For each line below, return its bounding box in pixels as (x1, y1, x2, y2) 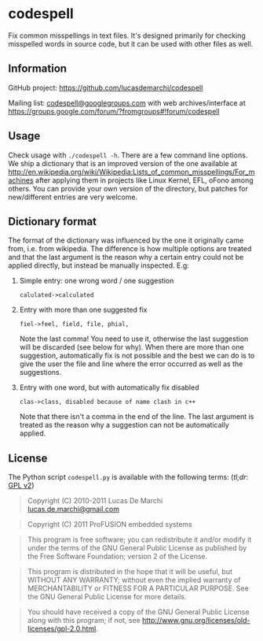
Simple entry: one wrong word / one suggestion (19, 276, 174, 286)
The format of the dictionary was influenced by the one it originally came (8, 235, 244, 245)
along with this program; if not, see (27, 616, 141, 625)
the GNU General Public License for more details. (27, 592, 187, 602)
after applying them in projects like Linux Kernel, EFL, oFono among (35, 175, 254, 185)
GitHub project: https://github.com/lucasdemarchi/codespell (8, 83, 203, 92)
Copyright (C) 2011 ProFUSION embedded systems (27, 520, 192, 529)
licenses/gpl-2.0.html (27, 624, 97, 634)
